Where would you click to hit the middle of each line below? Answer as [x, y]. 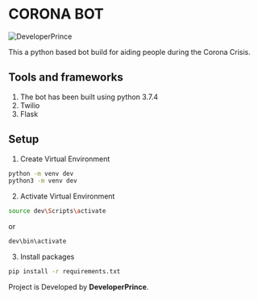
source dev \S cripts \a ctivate [57, 211]
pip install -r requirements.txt [64, 272]
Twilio [30, 105]
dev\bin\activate [37, 242]
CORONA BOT [56, 14]
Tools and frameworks [66, 77]
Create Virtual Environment [65, 159]
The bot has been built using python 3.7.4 [89, 97]
